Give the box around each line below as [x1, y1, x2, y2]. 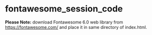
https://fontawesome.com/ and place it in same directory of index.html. [5, 24, 147, 30]
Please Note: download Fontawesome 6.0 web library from [5, 19, 123, 25]
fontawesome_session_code [5, 3, 123, 14]
